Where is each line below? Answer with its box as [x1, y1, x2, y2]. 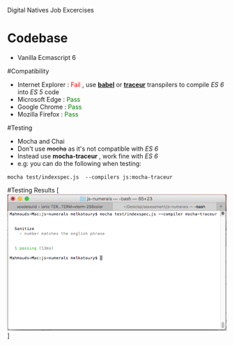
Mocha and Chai [17, 137, 65, 145]
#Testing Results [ [7, 186, 59, 194]
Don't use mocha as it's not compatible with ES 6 [17, 144, 159, 153]
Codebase [7, 31, 68, 46]
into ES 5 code [17, 87, 59, 96]
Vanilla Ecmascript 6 [17, 53, 77, 61]
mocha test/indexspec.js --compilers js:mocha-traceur [7, 174, 173, 181]
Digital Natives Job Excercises [7, 6, 94, 14]
